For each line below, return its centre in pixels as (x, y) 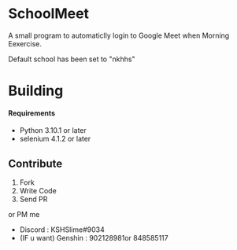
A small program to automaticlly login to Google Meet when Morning (119, 35)
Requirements (32, 113)
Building (36, 91)
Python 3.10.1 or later (53, 131)
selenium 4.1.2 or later (55, 139)
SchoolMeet (48, 14)
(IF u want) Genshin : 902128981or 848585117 (94, 238)
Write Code (38, 191)
